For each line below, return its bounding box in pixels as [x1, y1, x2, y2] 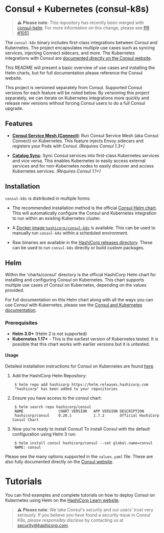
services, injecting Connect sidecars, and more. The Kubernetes [5, 50, 135, 56]
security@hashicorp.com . [17, 522, 70, 528]
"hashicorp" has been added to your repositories [14, 386, 118, 391]
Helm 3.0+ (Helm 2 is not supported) [12, 331, 87, 337]
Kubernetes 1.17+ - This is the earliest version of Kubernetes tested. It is [12, 336, 159, 341]
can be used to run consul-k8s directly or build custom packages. [12, 244, 144, 250]
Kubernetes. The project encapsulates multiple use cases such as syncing [5, 45, 155, 50]
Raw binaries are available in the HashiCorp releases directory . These [12, 239, 153, 245]
